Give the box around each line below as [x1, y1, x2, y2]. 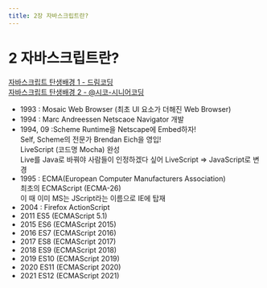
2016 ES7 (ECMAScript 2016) [19, 228, 117, 237]
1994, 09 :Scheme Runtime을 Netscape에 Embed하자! [19, 124, 197, 134]
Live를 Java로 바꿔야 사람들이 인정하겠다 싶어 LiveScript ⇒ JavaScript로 [19, 154, 252, 164]
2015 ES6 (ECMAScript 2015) [19, 219, 117, 229]
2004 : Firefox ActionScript [19, 202, 110, 212]
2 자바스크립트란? [8, 49, 120, 67]
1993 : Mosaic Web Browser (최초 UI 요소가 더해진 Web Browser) [19, 104, 232, 113]
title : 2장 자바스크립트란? [8, 11, 89, 20]
